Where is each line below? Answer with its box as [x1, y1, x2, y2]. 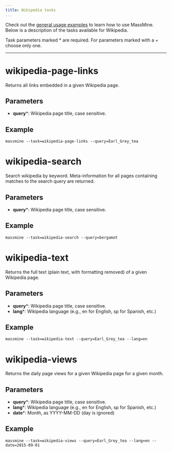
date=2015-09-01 [5, 442, 40, 448]
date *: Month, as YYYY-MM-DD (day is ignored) [12, 410, 115, 416]
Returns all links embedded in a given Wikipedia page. [5, 82, 119, 88]
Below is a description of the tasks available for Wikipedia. [5, 27, 128, 33]
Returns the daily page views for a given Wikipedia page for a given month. [5, 371, 164, 377]
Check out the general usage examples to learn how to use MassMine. [5, 21, 154, 28]
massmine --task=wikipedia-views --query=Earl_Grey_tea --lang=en [5, 438, 150, 443]
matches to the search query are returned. [5, 178, 95, 184]
